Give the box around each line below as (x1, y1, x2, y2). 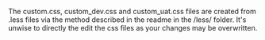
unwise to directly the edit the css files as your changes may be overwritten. (8, 24, 258, 32)
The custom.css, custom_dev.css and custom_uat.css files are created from (8, 7, 256, 16)
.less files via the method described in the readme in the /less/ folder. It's (8, 15, 247, 24)
